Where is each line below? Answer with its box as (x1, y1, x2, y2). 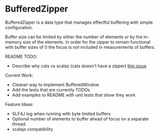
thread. (12, 121, 27, 127)
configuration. (5, 24, 33, 30)
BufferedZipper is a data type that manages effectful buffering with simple (5, 19, 153, 25)
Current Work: (5, 72, 33, 78)
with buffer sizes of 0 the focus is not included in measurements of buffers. (5, 44, 156, 50)
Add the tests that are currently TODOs (12, 87, 91, 92)
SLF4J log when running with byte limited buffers (12, 110, 111, 117)
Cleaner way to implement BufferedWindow (12, 81, 99, 88)
